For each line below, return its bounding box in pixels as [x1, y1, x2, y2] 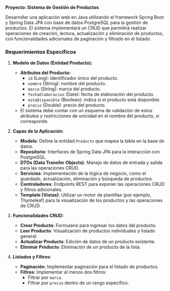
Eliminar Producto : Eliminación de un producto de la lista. [20, 244, 141, 250]
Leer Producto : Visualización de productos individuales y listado [20, 228, 156, 234]
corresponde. [20, 118, 49, 124]
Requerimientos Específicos [5, 48, 77, 55]
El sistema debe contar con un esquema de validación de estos [20, 108, 153, 114]
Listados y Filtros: [12, 254, 52, 260]
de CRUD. [20, 203, 41, 209]
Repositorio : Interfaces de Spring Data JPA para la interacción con [20, 149, 160, 155]
